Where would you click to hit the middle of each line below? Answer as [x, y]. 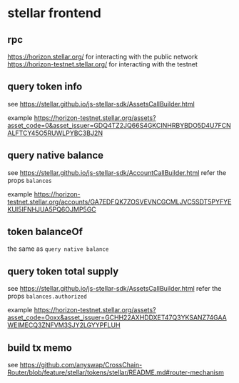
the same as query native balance [58, 249]
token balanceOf [45, 232]
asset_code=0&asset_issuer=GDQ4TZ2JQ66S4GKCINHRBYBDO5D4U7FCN [119, 125]
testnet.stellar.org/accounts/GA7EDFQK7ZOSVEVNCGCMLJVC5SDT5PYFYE [119, 202]
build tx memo [40, 348]
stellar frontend [55, 13]
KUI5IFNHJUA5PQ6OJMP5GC [52, 209]
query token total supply [63, 271]
